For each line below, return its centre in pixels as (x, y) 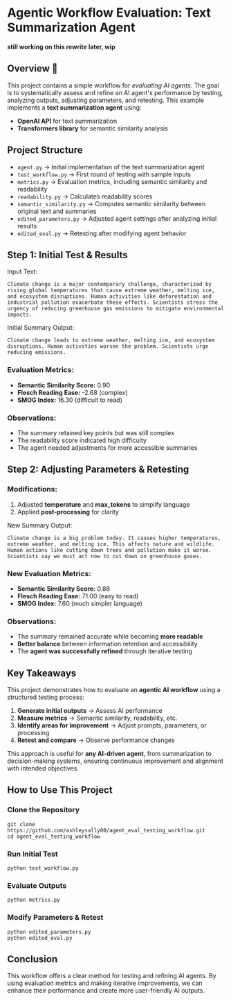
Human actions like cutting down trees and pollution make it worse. (110, 550)
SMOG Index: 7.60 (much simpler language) (80, 603)
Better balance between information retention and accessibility (108, 644)
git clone (21, 824)
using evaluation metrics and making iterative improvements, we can (105, 983)
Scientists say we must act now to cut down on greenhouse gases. (105, 556)
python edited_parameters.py (49, 932)
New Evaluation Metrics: (49, 573)
